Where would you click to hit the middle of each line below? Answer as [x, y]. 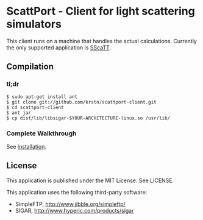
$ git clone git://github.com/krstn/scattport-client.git [81, 102]
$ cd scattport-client [35, 107]
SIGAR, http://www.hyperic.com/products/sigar [74, 210]
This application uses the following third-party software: [77, 192]
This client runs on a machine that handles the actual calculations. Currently [101, 41]
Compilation [30, 67]
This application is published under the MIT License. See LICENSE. [90, 180]
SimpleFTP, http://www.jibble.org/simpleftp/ [70, 204]
